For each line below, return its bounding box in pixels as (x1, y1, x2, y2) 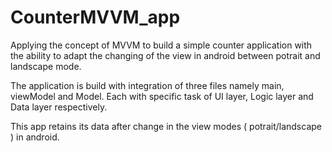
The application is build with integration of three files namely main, (10, 79, 285, 91)
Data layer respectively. (10, 101, 108, 113)
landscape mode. (10, 60, 82, 72)
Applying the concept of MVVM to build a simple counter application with (10, 39, 313, 51)
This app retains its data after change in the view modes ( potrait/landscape (10, 120, 322, 132)
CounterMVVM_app (10, 6, 181, 29)
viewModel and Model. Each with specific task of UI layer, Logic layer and (10, 90, 314, 102)
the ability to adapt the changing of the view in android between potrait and (10, 49, 321, 61)
